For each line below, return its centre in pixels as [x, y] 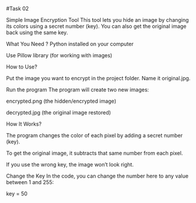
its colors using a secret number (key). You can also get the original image [97, 26]
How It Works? [24, 124]
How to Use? [22, 67]
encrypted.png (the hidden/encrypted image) [61, 101]
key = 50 [17, 194]
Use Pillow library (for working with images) [59, 55]
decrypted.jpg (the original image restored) [58, 112]
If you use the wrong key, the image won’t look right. [70, 164]
